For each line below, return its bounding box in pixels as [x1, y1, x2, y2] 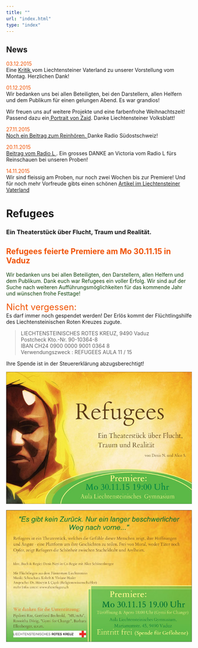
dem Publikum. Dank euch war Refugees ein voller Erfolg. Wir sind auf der [6, 277, 186, 284]
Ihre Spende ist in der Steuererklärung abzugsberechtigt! [6, 360, 144, 367]
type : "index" [6, 22, 41, 28]
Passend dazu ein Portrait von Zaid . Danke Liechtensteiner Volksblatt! [6, 114, 176, 122]
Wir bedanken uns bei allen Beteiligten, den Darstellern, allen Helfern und [6, 271, 184, 279]
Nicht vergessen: [6, 302, 77, 313]
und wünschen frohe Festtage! [6, 290, 81, 297]
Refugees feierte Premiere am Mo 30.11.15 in [6, 246, 171, 256]
